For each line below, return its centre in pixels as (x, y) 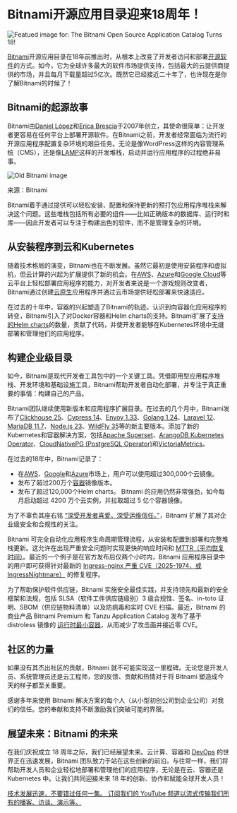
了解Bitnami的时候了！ (40, 83)
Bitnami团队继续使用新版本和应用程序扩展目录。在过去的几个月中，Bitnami (115, 409)
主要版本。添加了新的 (168, 426)
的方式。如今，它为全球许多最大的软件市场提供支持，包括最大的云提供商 (119, 65)
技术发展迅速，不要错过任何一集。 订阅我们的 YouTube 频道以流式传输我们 (115, 793)
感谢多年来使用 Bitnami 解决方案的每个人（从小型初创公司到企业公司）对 (113, 701)
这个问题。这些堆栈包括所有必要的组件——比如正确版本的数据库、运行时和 (121, 213)
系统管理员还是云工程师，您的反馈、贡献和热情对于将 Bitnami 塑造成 (119, 677)
